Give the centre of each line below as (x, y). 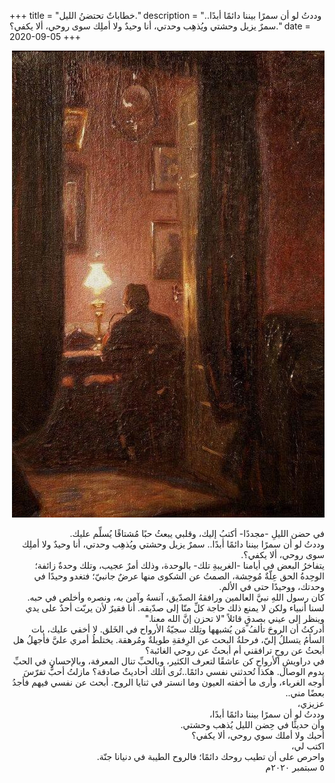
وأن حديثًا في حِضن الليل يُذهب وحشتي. (252, 724)
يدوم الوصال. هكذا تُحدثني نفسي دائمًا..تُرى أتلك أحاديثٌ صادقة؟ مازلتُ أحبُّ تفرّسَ (174, 671)
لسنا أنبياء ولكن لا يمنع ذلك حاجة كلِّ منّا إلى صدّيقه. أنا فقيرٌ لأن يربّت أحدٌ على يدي (175, 608)
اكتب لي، (308, 746)
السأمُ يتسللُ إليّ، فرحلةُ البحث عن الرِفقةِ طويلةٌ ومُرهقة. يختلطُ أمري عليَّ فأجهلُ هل (168, 639)
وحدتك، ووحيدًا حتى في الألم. (271, 586)
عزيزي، (311, 703)
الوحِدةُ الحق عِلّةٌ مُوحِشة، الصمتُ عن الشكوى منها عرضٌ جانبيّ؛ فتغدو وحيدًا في (179, 576)
